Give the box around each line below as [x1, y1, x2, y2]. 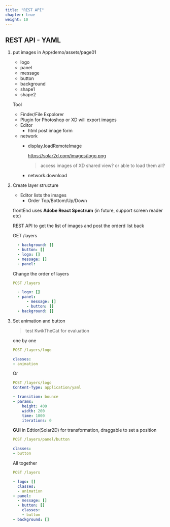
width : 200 [22, 408, 45, 413]
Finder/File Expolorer [20, 112, 64, 118]
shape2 [20, 92, 37, 98]
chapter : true [5, 12, 36, 17]
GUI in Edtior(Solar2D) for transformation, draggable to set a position [12, 427, 157, 433]
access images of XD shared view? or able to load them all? [40, 162, 165, 169]
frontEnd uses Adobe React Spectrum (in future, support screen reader [12, 207, 163, 214]
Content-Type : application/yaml [12, 385, 81, 390]
